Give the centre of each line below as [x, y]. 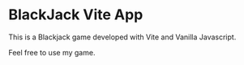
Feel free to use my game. [52, 52]
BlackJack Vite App [76, 15]
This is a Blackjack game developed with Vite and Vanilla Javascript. [122, 37]
